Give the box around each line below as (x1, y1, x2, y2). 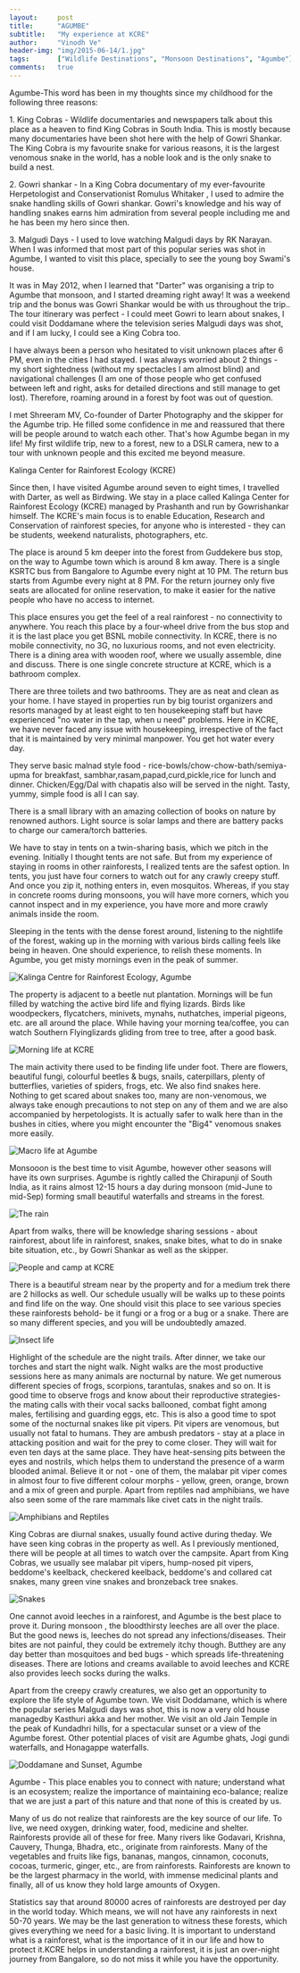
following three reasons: (9, 96, 98, 107)
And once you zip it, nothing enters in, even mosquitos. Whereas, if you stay (9, 880, 290, 890)
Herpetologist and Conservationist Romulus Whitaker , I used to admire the (9, 188, 284, 199)
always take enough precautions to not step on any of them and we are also (9, 1099, 288, 1110)
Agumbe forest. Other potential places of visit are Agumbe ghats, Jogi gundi (9, 1732, 290, 1743)
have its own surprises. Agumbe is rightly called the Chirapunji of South (9, 1172, 273, 1183)
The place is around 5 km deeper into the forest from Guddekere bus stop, (9, 547, 283, 557)
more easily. (9, 1127, 54, 1139)
